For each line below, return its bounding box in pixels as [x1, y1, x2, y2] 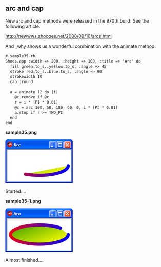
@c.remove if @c [14, 94, 50, 99]
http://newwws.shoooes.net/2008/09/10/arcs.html [5, 33, 112, 39]
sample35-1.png [5, 198, 42, 204]
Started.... [5, 188, 27, 194]
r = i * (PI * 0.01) [14, 99, 58, 105]
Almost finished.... [5, 257, 44, 263]
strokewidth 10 [10, 74, 43, 79]
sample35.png [5, 129, 37, 135]
